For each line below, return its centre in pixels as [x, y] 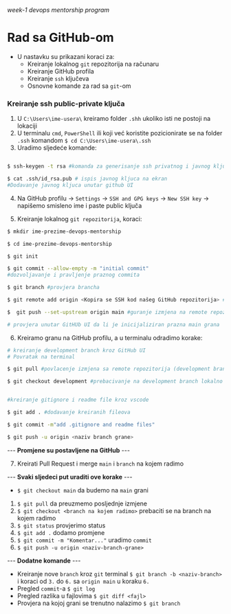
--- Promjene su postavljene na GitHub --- [69, 450]
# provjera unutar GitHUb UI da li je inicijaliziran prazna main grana [113, 325]
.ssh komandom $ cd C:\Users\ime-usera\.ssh [84, 141]
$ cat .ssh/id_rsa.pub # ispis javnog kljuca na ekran [87, 179]
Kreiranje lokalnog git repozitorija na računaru [93, 64]
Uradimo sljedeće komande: [57, 148]
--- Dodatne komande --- [44, 560]
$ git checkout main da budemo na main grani [83, 490]
